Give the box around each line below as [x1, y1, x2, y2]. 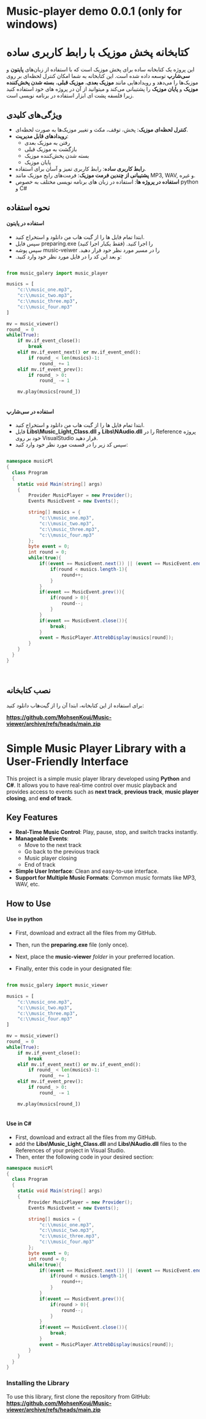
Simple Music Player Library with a [6, 741, 186, 756]
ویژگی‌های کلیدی [6, 109, 63, 120]
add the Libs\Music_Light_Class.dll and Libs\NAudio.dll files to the [15, 1140, 187, 1147]
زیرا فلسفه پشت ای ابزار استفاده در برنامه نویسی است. [6, 92, 134, 99]
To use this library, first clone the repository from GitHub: [6, 1393, 151, 1400]
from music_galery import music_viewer [6, 982, 109, 989]
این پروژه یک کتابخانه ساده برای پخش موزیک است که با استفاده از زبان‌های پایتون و [6, 66, 195, 73]
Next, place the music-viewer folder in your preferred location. [15, 953, 175, 961]
